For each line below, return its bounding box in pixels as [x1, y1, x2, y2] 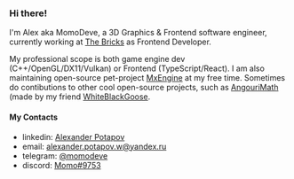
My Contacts [9, 112, 59, 122]
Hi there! [9, 7, 48, 19]
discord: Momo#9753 [21, 160, 101, 170]
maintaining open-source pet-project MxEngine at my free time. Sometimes [9, 73, 286, 83]
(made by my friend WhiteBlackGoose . [9, 91, 151, 102]
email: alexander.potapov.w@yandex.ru [21, 141, 167, 152]
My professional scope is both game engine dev [9, 54, 186, 65]
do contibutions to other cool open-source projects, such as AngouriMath [9, 82, 279, 93]
